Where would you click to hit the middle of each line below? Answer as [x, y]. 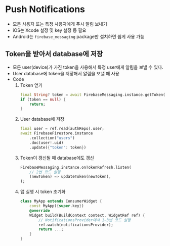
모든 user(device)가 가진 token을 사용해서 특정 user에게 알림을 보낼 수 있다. [88, 67]
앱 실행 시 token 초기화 [43, 192]
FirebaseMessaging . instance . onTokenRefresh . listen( [76, 167]
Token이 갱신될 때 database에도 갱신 [57, 158]
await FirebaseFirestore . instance [56, 133]
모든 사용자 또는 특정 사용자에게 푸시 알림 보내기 [60, 24]
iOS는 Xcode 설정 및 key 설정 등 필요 [49, 30]
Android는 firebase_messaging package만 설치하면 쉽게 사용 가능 [78, 36]
